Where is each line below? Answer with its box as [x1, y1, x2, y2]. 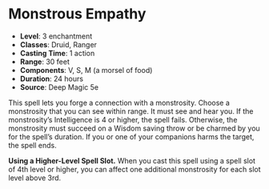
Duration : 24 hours [19, 74, 84, 83]
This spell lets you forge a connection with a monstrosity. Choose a [8, 98, 231, 107]
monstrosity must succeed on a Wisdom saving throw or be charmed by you [8, 123, 260, 133]
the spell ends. [8, 140, 58, 150]
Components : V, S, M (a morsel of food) [19, 65, 153, 74]
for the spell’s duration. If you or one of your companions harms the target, [8, 131, 255, 141]
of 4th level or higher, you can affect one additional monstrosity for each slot [8, 164, 261, 174]
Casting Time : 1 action [19, 48, 95, 58]
